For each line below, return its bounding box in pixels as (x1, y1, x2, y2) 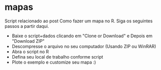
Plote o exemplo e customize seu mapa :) (11, 59, 96, 65)
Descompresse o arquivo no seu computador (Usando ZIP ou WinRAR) (11, 43, 157, 49)
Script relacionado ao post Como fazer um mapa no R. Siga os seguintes (4, 18, 153, 24)
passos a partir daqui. (4, 23, 49, 29)
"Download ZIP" (11, 38, 45, 44)
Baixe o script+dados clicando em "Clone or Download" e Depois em (11, 33, 153, 39)
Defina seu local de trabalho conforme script (11, 54, 104, 60)
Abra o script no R (11, 49, 49, 55)
